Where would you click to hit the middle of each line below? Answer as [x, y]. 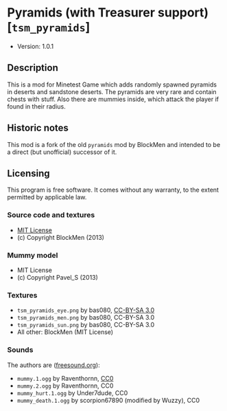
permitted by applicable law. [47, 197]
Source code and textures [51, 215]
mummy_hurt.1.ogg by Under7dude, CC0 [72, 392]
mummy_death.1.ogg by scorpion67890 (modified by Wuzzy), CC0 [108, 400]
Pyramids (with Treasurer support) [108, 13]
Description [33, 68]
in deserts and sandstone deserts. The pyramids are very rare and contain [112, 91]
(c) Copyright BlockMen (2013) [61, 237]
